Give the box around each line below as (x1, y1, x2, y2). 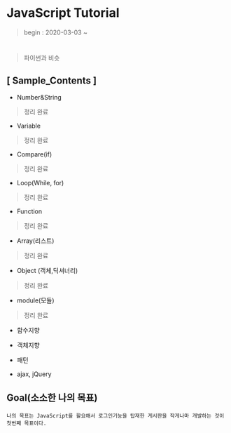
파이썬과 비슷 (23, 54, 60, 62)
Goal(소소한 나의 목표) (6, 392, 98, 404)
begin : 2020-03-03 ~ (23, 28, 88, 36)
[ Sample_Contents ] (6, 74, 97, 86)
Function (16, 207, 43, 215)
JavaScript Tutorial (6, 5, 120, 21)
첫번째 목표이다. (6, 420, 47, 427)
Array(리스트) (16, 237, 55, 245)
